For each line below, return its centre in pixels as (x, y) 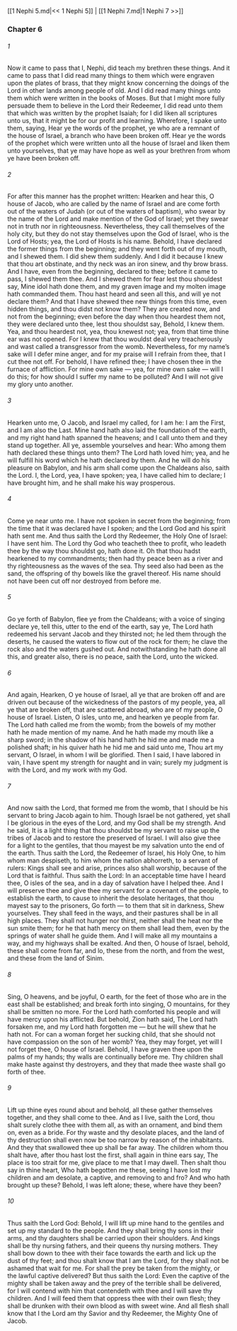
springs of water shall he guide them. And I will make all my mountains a (112, 936)
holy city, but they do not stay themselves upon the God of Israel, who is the (118, 234)
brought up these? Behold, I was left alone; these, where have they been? (114, 1185)
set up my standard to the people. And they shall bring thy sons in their (111, 1231)
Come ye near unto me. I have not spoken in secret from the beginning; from (119, 521)
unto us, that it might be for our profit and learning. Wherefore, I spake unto (117, 121)
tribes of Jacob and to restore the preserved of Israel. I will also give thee (114, 838)
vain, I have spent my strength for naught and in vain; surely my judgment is (118, 762)
